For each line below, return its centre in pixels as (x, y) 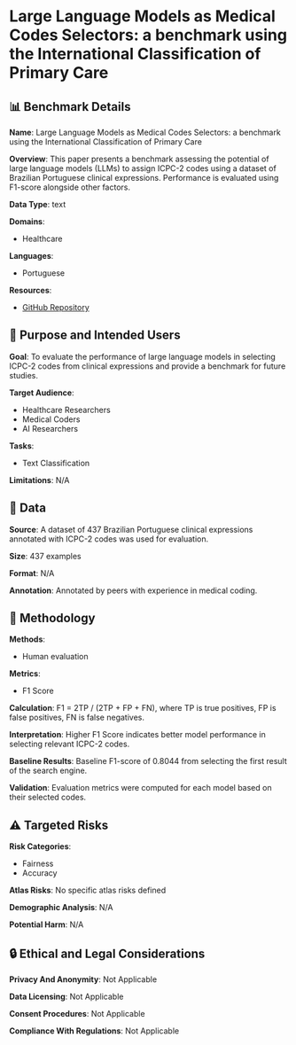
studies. (23, 375)
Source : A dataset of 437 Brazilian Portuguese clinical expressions (131, 529)
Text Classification (56, 463)
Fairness (38, 864)
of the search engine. (48, 771)
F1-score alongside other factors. (70, 187)
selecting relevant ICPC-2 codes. (70, 744)
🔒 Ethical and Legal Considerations (107, 953)
